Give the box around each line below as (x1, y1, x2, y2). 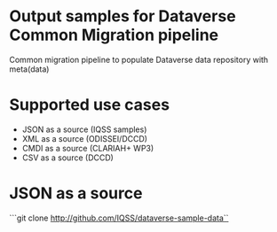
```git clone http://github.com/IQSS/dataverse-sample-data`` (9, 213, 229, 223)
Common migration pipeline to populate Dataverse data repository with (9, 54, 269, 65)
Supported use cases (9, 95, 170, 115)
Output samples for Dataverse (9, 6, 237, 27)
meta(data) (9, 64, 50, 74)
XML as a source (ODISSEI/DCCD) (21, 133, 148, 143)
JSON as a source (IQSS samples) (21, 124, 147, 135)
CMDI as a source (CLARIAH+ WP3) (21, 143, 154, 153)
